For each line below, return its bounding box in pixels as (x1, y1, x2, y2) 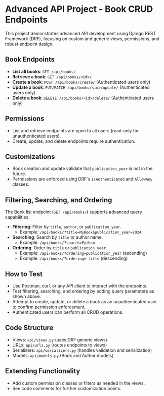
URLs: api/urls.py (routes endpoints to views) (12, 342, 107, 348)
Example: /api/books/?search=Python (19, 239, 95, 246)
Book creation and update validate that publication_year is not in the (12, 166, 153, 171)
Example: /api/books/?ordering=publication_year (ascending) (19, 250, 147, 256)
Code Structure (5, 324, 53, 332)
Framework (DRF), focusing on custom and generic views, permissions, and (5, 36, 160, 42)
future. (12, 171, 26, 177)
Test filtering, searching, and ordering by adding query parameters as (12, 288, 154, 294)
